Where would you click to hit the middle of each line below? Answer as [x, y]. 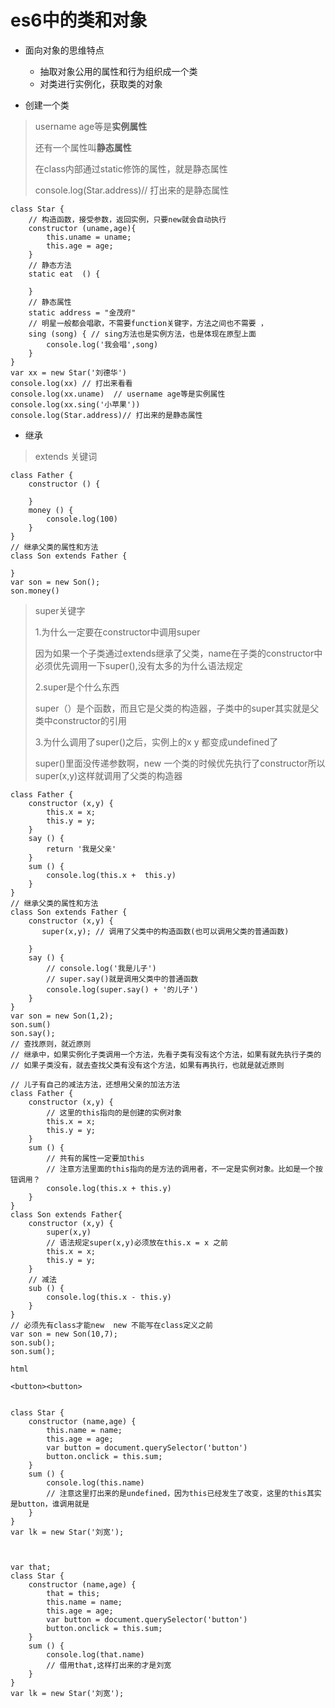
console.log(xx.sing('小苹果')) [75, 404]
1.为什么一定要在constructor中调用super [117, 632]
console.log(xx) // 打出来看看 [71, 383]
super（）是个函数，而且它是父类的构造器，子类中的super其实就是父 [177, 708]
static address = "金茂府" [82, 312]
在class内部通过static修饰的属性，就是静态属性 [131, 168]
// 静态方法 [50, 265]
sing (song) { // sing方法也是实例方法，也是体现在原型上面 [142, 334]
